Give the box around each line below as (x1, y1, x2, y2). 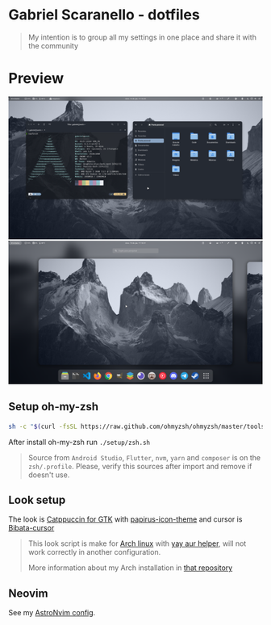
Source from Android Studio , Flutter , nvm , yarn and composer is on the (27, 452, 261, 462)
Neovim (8, 586, 48, 600)
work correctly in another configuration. (27, 547, 161, 557)
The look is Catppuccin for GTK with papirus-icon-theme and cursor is (8, 514, 243, 524)
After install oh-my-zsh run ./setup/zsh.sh (8, 437, 151, 447)
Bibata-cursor (8, 523, 55, 533)
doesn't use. (27, 470, 70, 480)
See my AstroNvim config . (8, 608, 96, 618)
